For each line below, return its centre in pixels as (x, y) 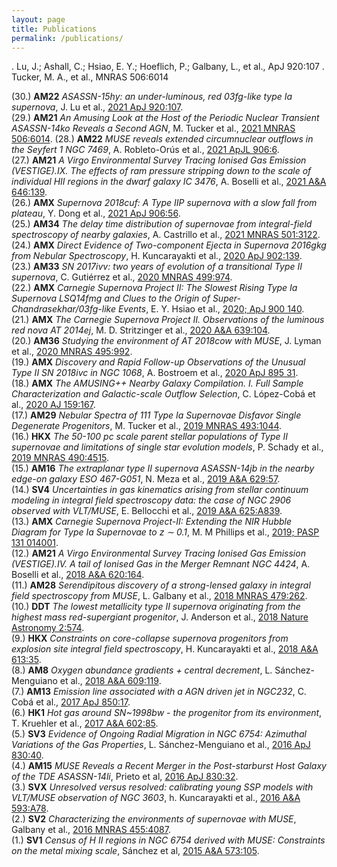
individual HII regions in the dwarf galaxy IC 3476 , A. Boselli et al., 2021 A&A (169, 182)
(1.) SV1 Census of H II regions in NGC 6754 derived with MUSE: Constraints (168, 840)
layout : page (38, 19)
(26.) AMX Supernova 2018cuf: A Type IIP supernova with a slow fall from (164, 203)
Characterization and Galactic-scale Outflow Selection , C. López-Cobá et (163, 394)
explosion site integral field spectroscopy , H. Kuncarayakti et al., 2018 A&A (165, 649)
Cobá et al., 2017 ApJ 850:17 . (71, 702)
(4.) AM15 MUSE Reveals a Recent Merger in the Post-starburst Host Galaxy (169, 766)
